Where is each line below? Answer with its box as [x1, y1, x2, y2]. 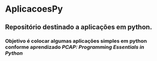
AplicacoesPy [5, 3, 63, 15]
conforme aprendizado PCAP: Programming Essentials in [5, 43, 145, 50]
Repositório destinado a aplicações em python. [5, 23, 152, 31]
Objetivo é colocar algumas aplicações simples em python [5, 38, 147, 44]
